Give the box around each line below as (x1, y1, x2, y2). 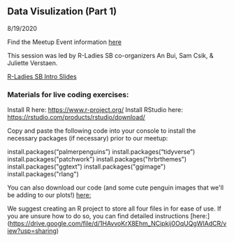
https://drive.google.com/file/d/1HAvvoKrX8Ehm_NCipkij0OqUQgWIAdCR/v (9, 220, 227, 228)
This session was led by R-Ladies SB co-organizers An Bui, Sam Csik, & (7, 51, 214, 59)
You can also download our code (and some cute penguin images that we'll (7, 183, 224, 192)
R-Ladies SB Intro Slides (7, 72, 77, 80)
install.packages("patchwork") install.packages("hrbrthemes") (7, 155, 187, 164)
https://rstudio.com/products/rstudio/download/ (7, 113, 145, 122)
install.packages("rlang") (7, 170, 79, 178)
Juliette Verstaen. (7, 59, 58, 67)
